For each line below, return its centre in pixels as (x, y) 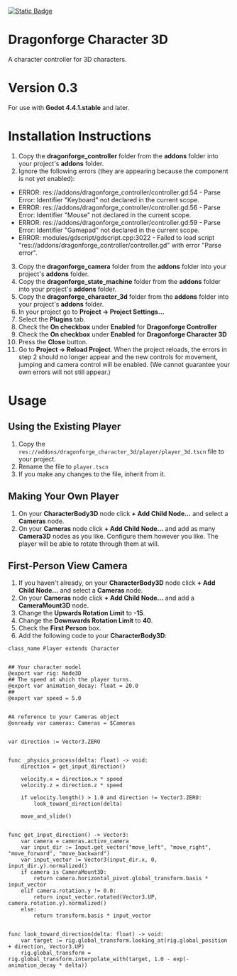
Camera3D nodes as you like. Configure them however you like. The (118, 536)
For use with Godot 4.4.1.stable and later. (69, 107)
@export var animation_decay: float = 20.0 (73, 686)
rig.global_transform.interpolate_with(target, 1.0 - (89, 959)
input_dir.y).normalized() (48, 866)
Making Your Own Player (64, 497)
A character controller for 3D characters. (67, 59)
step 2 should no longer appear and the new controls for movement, (118, 357)
